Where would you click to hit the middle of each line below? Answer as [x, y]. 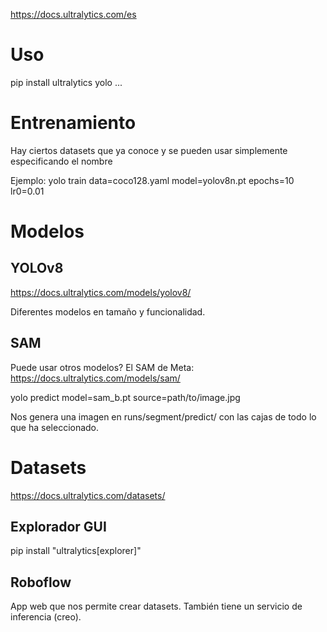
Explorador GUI [58, 527]
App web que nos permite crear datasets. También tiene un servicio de [156, 606]
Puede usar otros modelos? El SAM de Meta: [102, 367]
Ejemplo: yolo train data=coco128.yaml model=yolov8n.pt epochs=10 [152, 180]
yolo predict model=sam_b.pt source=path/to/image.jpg [125, 397]
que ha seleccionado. [55, 427]
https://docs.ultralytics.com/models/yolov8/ [101, 292]
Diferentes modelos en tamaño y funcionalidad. [108, 311]
